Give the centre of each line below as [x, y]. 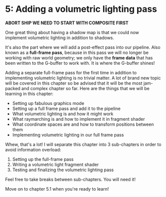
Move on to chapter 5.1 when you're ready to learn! [57, 189]
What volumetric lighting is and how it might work [63, 114]
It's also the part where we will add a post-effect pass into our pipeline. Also [83, 47]
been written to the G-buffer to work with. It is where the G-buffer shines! [80, 63]
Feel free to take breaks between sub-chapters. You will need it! [70, 179]
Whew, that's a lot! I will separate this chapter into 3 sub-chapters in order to [83, 144]
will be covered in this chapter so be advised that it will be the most [74, 83]
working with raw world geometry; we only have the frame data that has [79, 57]
